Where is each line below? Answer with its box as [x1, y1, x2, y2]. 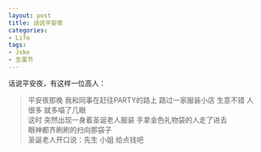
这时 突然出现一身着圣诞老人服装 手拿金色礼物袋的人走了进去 [27, 115, 228, 124]
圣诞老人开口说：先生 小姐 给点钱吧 [27, 135, 144, 144]
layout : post [8, 11, 52, 20]
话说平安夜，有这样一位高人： [8, 78, 106, 88]
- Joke [8, 48, 30, 56]
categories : [8, 26, 48, 34]
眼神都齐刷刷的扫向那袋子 [27, 124, 112, 135]
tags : [8, 41, 26, 49]
